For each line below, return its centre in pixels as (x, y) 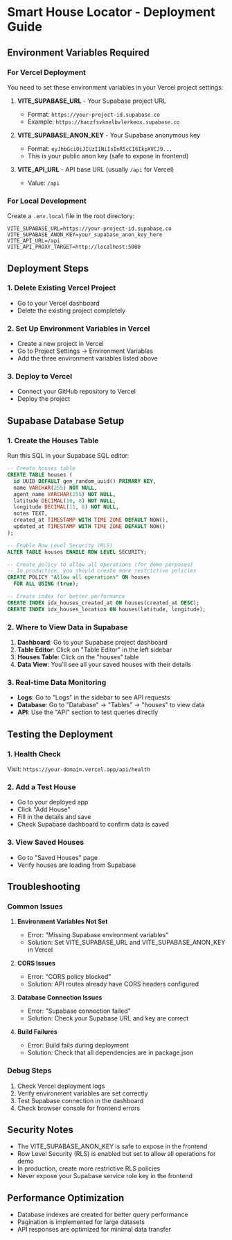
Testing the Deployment (60, 734)
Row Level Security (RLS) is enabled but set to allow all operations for (116, 1154)
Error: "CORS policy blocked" (69, 977)
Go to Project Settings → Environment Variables (85, 351)
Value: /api (44, 183)
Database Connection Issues (60, 998)
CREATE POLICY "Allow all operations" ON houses (79, 577)
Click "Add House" (44, 809)
